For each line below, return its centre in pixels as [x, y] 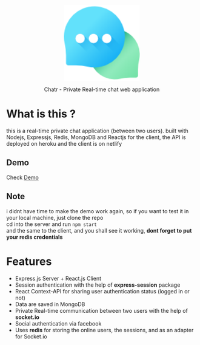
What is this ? [41, 114]
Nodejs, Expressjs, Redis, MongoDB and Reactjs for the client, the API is [96, 137]
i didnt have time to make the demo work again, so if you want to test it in [98, 211]
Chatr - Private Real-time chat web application [102, 89]
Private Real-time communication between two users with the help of [101, 310]
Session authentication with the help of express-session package [98, 285]
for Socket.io [31, 336]
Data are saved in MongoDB [50, 304]
